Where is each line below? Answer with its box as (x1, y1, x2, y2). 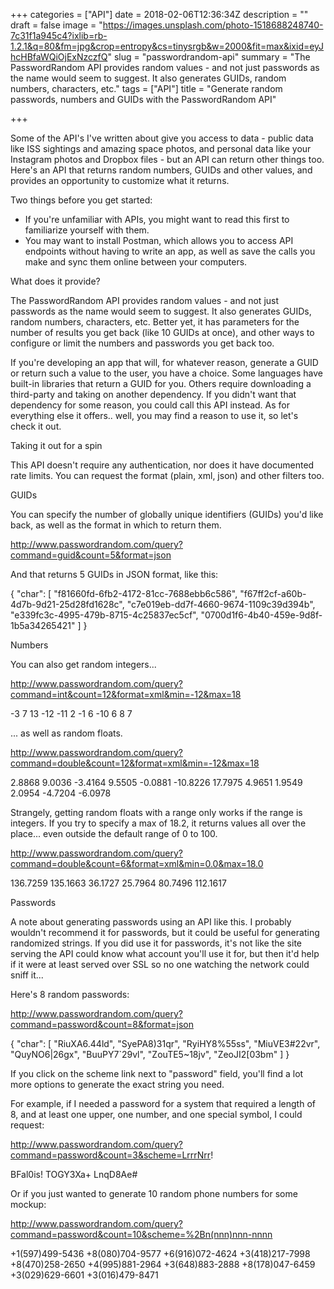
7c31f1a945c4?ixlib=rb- (10, 30, 108, 41)
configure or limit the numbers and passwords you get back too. (10, 337, 275, 349)
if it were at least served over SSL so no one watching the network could (10, 959, 310, 970)
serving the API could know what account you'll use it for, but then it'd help (10, 948, 320, 959)
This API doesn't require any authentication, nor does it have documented (10, 459, 315, 471)
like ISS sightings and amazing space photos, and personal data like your (10, 143, 312, 154)
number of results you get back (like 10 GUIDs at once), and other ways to (10, 327, 315, 338)
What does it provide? (10, 275, 101, 287)
